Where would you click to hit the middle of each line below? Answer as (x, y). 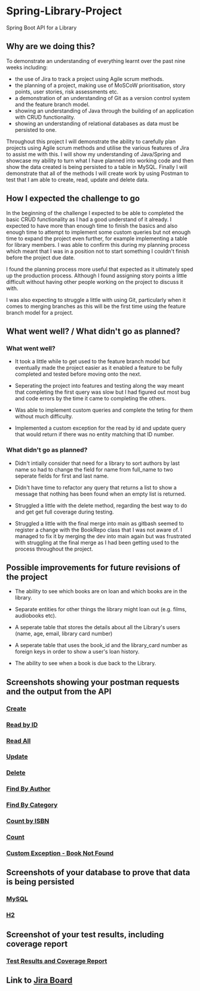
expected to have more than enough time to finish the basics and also (92, 225)
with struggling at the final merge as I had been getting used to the (97, 542)
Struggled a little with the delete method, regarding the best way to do (101, 505)
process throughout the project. (54, 549)
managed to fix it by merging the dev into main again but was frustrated (103, 536)
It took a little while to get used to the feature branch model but (92, 361)
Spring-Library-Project (64, 11)
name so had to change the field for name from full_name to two (94, 469)
